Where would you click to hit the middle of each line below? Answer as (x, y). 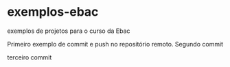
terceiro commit (30, 57)
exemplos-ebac (53, 12)
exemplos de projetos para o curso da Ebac (69, 31)
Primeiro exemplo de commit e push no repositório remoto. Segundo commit (115, 44)
